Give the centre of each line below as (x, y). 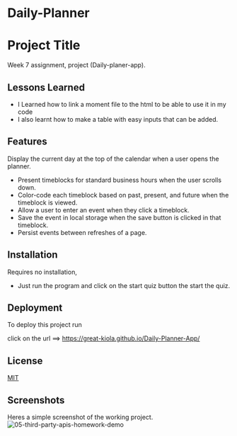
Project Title (44, 46)
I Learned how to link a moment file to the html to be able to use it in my (122, 104)
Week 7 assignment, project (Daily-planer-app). (77, 65)
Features (27, 142)
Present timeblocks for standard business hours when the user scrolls (119, 180)
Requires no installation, (42, 272)
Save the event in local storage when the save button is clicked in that (119, 217)
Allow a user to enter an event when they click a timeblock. (103, 210)
